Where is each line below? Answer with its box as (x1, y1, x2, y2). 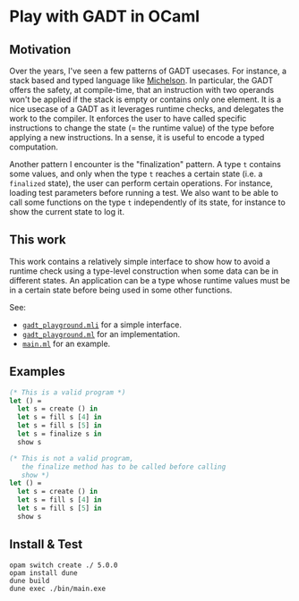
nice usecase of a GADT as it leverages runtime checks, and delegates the (9, 104, 285, 114)
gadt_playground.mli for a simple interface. (21, 319, 182, 330)
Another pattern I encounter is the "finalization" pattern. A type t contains (9, 159, 282, 169)
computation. (9, 141, 58, 152)
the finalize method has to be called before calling (21, 462, 226, 471)
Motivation (9, 42, 72, 57)
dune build (9, 576, 50, 585)
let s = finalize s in (17, 429, 102, 438)
